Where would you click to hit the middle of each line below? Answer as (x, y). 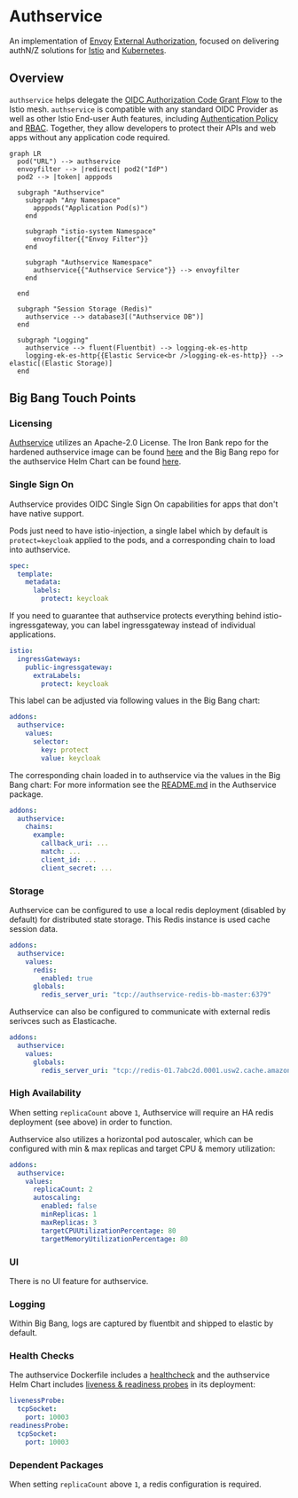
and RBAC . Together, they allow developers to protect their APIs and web (143, 128)
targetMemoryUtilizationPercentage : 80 (115, 1239)
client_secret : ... (77, 868)
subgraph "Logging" (53, 340)
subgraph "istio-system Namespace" (91, 231)
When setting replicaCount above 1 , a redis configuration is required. (135, 1485)
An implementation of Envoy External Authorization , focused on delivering (144, 41)
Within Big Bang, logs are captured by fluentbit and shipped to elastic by (141, 1323)
